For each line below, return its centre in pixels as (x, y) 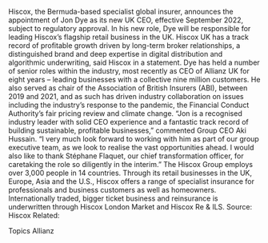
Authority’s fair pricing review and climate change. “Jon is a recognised (125, 114)
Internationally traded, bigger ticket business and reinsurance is (113, 198)
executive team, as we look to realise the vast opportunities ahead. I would (131, 147)
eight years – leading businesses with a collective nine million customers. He (134, 80)
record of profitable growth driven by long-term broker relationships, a (124, 46)
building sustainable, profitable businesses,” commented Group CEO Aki (127, 130)
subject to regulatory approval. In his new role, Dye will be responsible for (130, 28)
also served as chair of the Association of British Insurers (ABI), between (128, 88)
